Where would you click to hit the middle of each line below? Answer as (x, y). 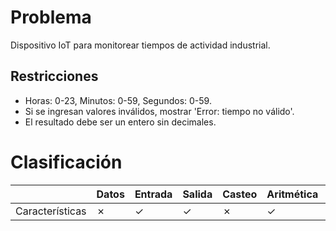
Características (51, 211)
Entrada (153, 194)
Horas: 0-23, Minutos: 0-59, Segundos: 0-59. (118, 100)
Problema (51, 17)
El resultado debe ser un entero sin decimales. (120, 122)
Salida (197, 194)
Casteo (240, 194)
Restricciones (54, 76)
